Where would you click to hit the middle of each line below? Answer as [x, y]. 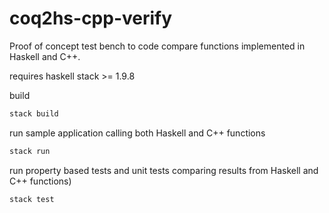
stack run [30, 151]
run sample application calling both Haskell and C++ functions [137, 133]
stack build [34, 113]
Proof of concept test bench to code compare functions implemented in [157, 46]
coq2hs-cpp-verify [91, 18]
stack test [32, 199]
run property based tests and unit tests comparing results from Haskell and [164, 170]
